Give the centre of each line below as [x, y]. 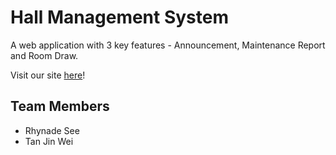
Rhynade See [52, 130]
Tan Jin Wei [49, 141]
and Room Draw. [44, 55]
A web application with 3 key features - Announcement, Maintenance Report [168, 45]
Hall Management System [120, 17]
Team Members [60, 106]
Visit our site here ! [48, 75]
